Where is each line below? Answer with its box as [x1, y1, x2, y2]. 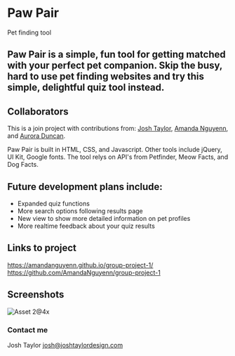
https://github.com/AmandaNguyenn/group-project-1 [7, 268, 161, 276]
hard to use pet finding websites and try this [7, 70, 205, 82]
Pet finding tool [7, 28, 51, 37]
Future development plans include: [7, 181, 163, 193]
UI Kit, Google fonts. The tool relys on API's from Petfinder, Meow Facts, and [7, 153, 229, 161]
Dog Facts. [7, 160, 39, 169]
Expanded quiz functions [17, 199, 90, 208]
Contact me [7, 325, 48, 335]
